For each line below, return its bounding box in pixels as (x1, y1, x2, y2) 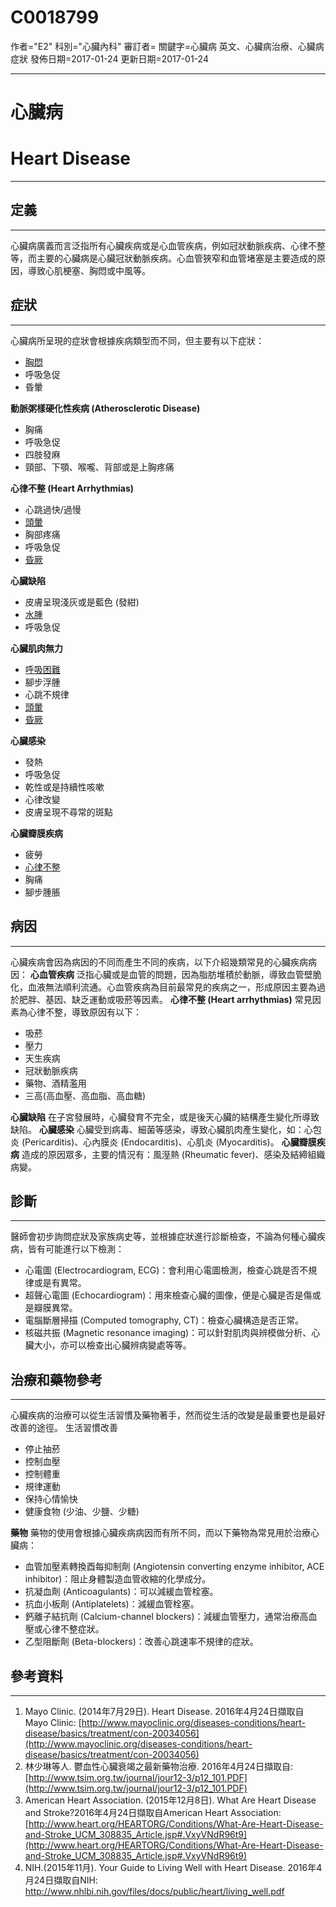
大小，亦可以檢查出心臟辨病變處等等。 (33, 1339, 192, 1351)
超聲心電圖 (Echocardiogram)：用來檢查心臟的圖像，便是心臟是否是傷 (24, 1289, 313, 1301)
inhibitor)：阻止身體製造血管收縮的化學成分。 (24, 1573, 212, 1585)
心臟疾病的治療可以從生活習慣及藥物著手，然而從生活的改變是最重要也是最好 (10, 1409, 326, 1421)
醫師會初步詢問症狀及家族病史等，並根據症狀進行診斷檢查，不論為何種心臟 (10, 1231, 317, 1243)
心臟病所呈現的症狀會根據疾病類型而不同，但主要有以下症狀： (10, 334, 265, 346)
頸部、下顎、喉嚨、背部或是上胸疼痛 (24, 461, 175, 473)
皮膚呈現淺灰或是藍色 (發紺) (24, 596, 140, 608)
